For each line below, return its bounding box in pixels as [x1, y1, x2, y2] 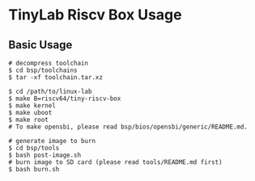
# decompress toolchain [8, 59, 89, 67]
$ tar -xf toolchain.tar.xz [8, 74, 104, 82]
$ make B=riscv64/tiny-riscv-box [8, 95, 121, 103]
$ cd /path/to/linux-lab [8, 87, 92, 95]
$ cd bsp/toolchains [8, 66, 79, 74]
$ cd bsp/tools [8, 144, 60, 152]
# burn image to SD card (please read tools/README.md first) [8, 158, 223, 166]
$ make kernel [8, 102, 57, 110]
